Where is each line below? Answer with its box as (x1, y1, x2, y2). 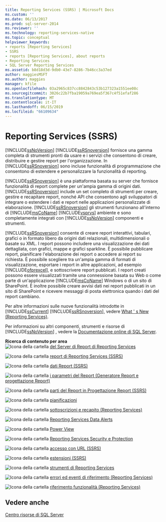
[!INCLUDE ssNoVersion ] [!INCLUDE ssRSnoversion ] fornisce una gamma (5, 147, 153, 153)
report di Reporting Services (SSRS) (50, 353, 123, 359)
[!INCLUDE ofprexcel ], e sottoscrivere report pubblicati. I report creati (5, 267, 146, 273)
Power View (50, 426, 74, 432)
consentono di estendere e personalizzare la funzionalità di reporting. (5, 168, 147, 174)
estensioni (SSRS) (50, 455, 87, 461)
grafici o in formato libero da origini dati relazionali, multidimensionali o (5, 235, 150, 241)
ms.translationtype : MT (5, 95, 55, 100)
